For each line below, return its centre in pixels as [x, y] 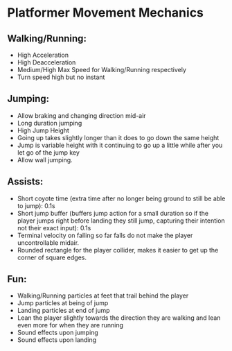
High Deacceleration [46, 62]
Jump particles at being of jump [63, 303]
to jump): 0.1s [36, 205]
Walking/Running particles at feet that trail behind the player [103, 296]
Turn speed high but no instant [61, 77]
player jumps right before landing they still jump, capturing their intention [121, 221]
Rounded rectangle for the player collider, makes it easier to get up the [118, 250]
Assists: [25, 182]
